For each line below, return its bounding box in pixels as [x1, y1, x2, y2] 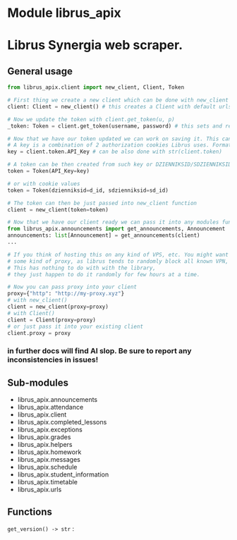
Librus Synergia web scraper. [7, 37, 183, 54]
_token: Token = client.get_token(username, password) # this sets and [7, 122, 222, 130]
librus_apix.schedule [17, 463, 78, 472]
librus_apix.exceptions [17, 425, 83, 434]
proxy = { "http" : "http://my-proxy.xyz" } [7, 290, 125, 297]
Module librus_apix [7, 5, 121, 21]
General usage [7, 65, 73, 77]
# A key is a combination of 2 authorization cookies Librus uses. [7, 142, 210, 149]
